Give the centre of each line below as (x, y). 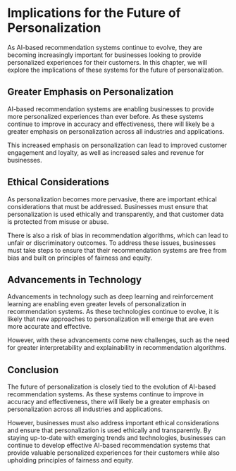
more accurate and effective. (49, 327)
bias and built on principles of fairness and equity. (80, 258)
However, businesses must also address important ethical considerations (113, 423)
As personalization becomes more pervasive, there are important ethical (112, 199)
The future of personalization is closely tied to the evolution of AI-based (112, 387)
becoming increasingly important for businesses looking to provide (105, 55)
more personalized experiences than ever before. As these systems (105, 116)
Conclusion (33, 370)
